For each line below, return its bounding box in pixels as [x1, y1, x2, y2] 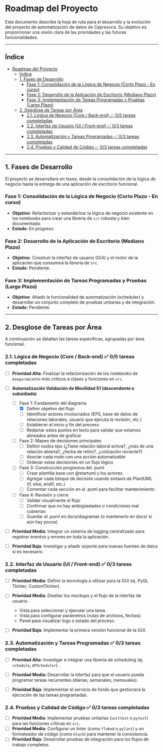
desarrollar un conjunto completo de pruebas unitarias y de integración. [12, 299, 156, 305]
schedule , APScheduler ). [12, 662, 59, 668]
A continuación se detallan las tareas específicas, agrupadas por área [5, 336, 145, 342]
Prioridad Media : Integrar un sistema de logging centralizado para [12, 528, 145, 534]
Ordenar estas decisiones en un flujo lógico [26, 459, 114, 465]
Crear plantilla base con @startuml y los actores [26, 470, 123, 476]
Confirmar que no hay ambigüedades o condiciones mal [26, 503, 139, 509]
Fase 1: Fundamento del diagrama [19, 400, 87, 406]
